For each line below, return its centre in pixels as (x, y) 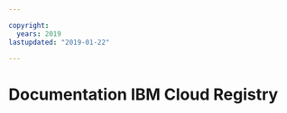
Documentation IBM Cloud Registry (143, 94)
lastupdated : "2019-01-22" (59, 42)
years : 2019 (39, 34)
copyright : (29, 25)
